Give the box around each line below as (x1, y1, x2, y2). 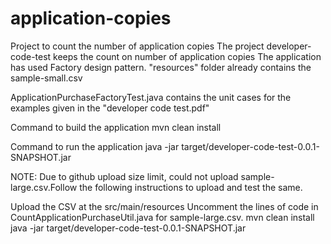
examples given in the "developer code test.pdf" (10, 102, 210, 114)
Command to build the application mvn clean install (10, 121, 222, 133)
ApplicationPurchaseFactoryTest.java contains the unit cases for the (10, 91, 292, 103)
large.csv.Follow (10, 181, 78, 193)
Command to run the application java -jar (10, 140, 180, 152)
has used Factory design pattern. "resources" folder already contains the (10, 61, 312, 73)
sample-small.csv (10, 72, 83, 84)
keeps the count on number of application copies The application (53, 50, 322, 62)
